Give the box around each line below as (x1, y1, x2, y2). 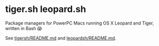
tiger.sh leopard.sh (5, 3, 86, 15)
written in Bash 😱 (5, 25, 42, 31)
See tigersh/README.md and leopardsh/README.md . (5, 35, 116, 41)
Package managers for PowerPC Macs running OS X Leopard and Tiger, (5, 20, 154, 26)
